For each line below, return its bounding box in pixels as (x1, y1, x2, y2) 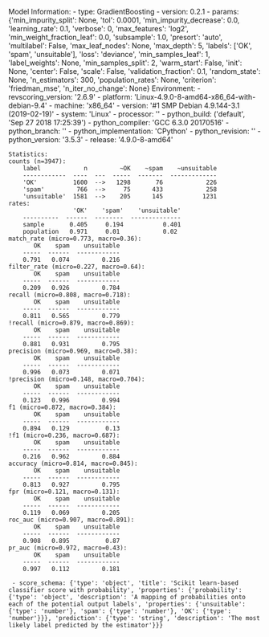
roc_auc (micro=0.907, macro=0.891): (8, 516, 135, 524)
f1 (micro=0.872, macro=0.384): (8, 403, 116, 411)
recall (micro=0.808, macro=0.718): (8, 291, 131, 299)
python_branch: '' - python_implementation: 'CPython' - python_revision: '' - (8, 126, 261, 136)
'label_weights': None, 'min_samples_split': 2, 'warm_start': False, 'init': (8, 58, 243, 67)
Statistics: (8, 150, 48, 158)
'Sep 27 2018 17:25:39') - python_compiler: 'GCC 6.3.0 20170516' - (8, 118, 230, 127)
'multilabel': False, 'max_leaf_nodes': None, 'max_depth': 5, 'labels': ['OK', (8, 41, 253, 51)
